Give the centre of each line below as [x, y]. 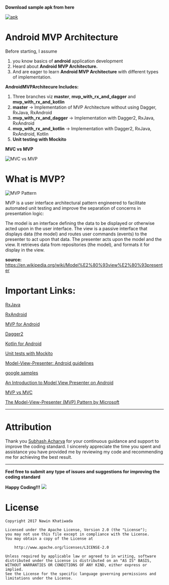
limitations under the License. [39, 578]
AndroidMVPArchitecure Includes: [42, 87]
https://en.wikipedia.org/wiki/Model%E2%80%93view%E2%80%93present [84, 265]
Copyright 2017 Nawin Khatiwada [39, 521]
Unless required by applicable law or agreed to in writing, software [81, 556]
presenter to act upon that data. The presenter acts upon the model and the [83, 239]
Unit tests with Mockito [29, 353]
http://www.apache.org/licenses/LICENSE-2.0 [62, 547]
